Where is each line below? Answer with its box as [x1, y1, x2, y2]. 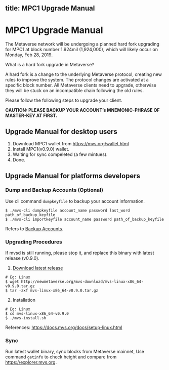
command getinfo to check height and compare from [5, 354, 117, 360]
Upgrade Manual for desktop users [5, 127, 118, 136]
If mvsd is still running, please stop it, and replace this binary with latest [5, 250, 154, 256]
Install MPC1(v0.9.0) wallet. [12, 146, 70, 152]
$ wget [5, 279, 19, 284]
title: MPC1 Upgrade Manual [5, 4, 95, 13]
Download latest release [12, 265, 63, 271]
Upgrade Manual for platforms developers [5, 172, 141, 180]
